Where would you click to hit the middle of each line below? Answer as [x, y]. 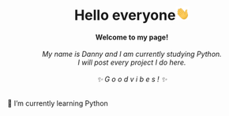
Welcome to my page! [132, 37]
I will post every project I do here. [132, 62]
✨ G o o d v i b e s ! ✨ [132, 79]
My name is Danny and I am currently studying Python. [132, 54]
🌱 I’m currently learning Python [58, 103]
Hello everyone [125, 15]
